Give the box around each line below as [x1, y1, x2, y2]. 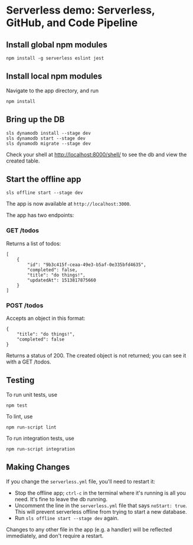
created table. [6, 157, 40, 164]
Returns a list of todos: [6, 240, 61, 247]
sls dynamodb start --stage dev [6, 135, 86, 141]
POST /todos [6, 301, 44, 309]
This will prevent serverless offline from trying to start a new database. [14, 508, 187, 515]
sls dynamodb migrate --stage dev [6, 140, 91, 147]
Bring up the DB [6, 115, 65, 125]
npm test [6, 403, 28, 408]
